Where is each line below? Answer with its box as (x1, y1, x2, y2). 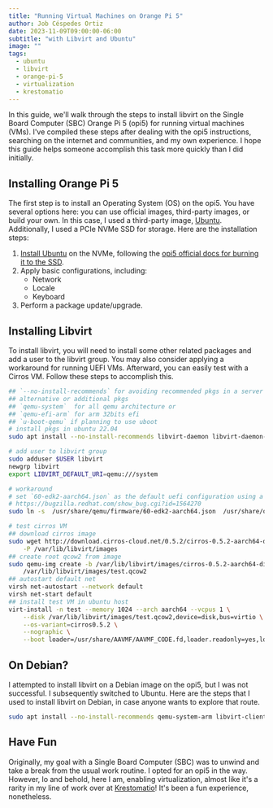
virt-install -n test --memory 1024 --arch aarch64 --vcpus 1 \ (8, 605, 231, 614)
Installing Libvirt (8, 324, 93, 338)
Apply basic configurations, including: (19, 266, 148, 276)
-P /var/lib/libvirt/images (23, 544, 118, 553)
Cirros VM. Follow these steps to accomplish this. (8, 372, 174, 381)
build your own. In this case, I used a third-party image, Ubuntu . (8, 216, 223, 225)
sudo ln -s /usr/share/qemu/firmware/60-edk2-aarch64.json (8, 508, 217, 516)
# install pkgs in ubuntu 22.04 (8, 425, 118, 434)
